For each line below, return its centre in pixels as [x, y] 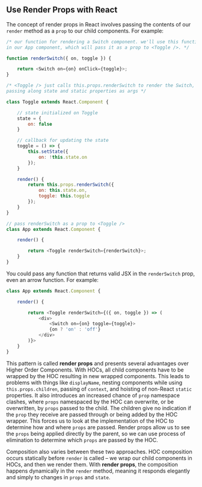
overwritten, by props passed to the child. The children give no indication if [99, 408]
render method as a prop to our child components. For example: [85, 31]
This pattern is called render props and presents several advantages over [98, 363]
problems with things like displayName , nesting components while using [94, 382]
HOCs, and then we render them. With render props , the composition [92, 464]
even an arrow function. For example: [53, 280]
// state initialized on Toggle [57, 113]
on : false [40, 124]
